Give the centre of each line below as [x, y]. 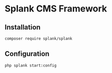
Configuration [27, 54]
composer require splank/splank [38, 38]
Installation [23, 27]
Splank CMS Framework [56, 9]
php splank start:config [31, 65]
